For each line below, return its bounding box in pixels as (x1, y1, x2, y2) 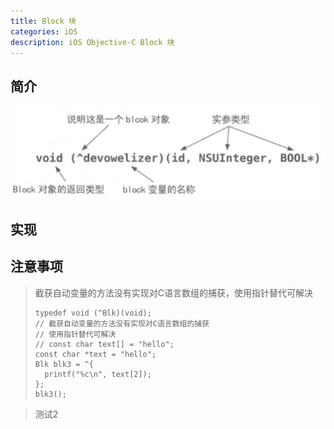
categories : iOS (10, 26, 78, 37)
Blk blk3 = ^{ (34, 359, 94, 369)
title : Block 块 (10, 16, 77, 26)
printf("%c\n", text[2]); (44, 369, 152, 379)
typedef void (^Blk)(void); (34, 308, 152, 318)
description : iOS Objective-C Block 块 (10, 37, 175, 47)
